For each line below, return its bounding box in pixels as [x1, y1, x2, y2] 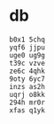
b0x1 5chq [9, 35, 46, 44]
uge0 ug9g [9, 50, 46, 59]
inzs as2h [9, 82, 46, 91]
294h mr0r [9, 98, 46, 107]
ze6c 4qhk [9, 66, 46, 75]
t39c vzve [9, 58, 46, 67]
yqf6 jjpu [9, 42, 46, 52]
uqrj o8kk [9, 90, 46, 99]
